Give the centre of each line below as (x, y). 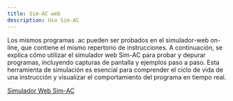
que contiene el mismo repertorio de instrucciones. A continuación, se (122, 47)
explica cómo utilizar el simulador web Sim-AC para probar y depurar (106, 55)
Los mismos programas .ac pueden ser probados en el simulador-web (108, 40)
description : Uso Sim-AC (43, 20)
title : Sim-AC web (34, 14)
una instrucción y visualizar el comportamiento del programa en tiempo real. (117, 77)
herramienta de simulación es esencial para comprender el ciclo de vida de (115, 70)
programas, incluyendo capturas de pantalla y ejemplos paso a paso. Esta (113, 62)
